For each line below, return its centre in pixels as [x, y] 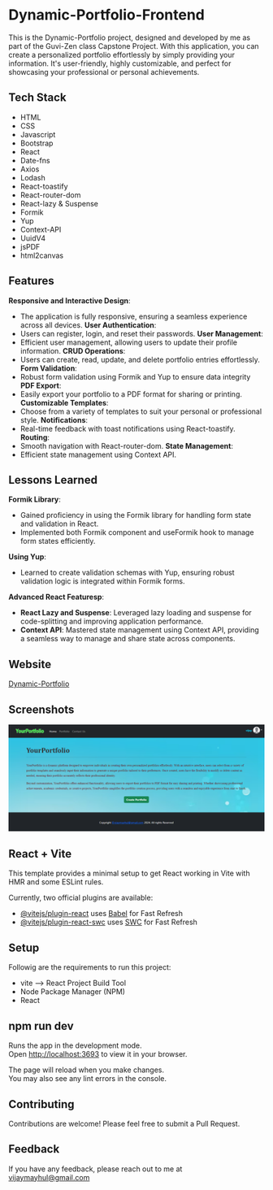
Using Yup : [28, 557]
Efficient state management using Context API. [98, 454]
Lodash [33, 177]
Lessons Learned [53, 480]
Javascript [38, 134]
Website [30, 664]
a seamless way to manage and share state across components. [128, 639]
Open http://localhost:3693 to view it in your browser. [98, 1054]
